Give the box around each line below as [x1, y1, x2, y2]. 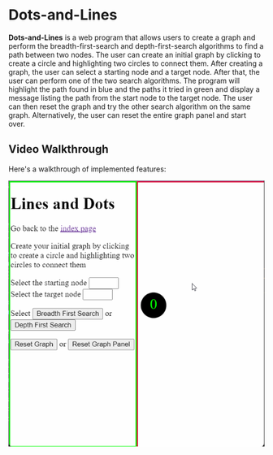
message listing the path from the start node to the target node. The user [8, 93, 253, 102]
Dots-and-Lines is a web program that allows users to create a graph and [8, 32, 256, 42]
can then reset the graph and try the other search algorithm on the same [8, 102, 251, 111]
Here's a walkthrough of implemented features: [8, 164, 167, 174]
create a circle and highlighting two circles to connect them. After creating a [8, 58, 263, 68]
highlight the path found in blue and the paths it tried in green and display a [8, 84, 260, 94]
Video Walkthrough [8, 142, 109, 156]
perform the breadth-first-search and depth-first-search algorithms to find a [8, 41, 264, 50]
